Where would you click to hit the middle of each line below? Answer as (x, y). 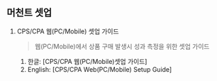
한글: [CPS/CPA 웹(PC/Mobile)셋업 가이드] (87, 61)
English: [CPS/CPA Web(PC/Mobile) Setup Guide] (100, 69)
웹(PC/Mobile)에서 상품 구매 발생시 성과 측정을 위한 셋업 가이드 (122, 46)
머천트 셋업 (29, 13)
